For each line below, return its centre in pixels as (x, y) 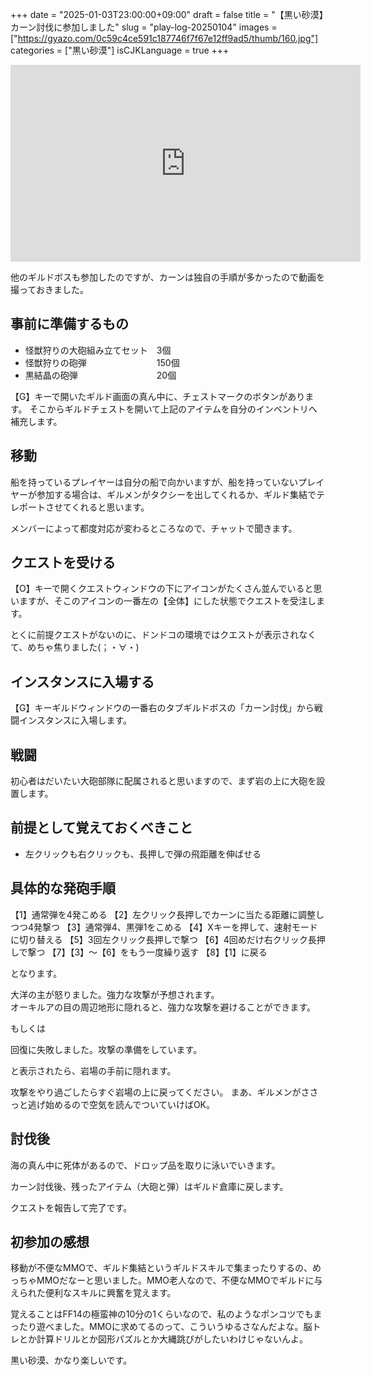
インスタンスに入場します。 (75, 720)
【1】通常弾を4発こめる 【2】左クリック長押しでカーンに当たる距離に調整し (167, 914)
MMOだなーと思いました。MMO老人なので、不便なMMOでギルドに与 (179, 1280)
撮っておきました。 (49, 289)
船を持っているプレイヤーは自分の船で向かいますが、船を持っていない (154, 482)
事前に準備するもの (69, 324)
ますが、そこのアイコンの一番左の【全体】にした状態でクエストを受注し (167, 601)
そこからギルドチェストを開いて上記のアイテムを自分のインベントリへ (173, 409)
